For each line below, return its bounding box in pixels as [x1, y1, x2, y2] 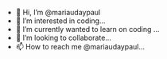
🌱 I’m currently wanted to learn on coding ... [15, 25, 160, 33]
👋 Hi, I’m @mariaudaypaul [15, 8, 101, 17]
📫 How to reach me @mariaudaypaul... [15, 42, 146, 51]
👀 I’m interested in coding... [15, 16, 106, 26]
